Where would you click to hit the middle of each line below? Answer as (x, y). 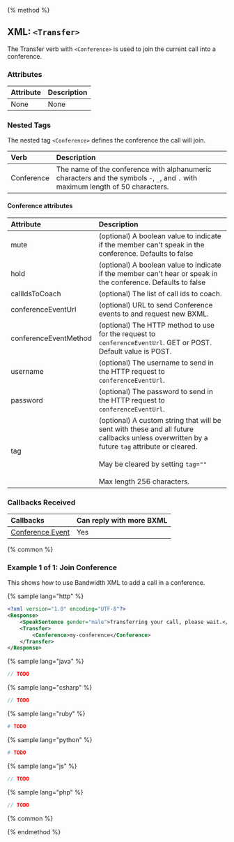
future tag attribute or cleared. (148, 447)
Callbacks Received (41, 502)
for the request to (127, 333)
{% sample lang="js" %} (42, 766)
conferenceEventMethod (52, 338)
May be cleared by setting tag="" (153, 464)
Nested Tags (29, 125)
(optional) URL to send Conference (156, 305)
